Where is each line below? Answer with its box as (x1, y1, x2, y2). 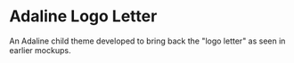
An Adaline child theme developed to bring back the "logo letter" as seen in (9, 35, 286, 46)
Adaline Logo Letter (9, 6, 158, 27)
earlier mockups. (9, 44, 71, 55)
